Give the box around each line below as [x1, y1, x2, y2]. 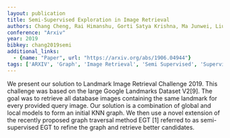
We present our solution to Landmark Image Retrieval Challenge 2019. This [7, 79, 218, 87]
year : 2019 [7, 36, 38, 42]
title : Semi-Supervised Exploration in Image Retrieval [7, 16, 170, 23]
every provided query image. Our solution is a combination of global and [7, 101, 212, 109]
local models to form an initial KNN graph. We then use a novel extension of [7, 109, 220, 117]
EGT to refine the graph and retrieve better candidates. [40, 123, 195, 131]
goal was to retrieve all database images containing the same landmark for [7, 94, 218, 102]
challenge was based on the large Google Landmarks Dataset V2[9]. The [7, 87, 213, 95]
